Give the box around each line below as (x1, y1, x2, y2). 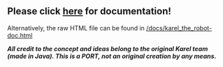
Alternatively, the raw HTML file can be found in (7, 23, 145, 32)
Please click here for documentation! (7, 6, 171, 17)
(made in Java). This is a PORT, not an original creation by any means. (7, 52, 217, 60)
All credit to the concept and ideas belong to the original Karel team (7, 44, 208, 52)
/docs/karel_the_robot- (146, 23, 213, 32)
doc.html (7, 31, 33, 39)
